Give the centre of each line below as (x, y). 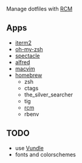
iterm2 (23, 43)
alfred (22, 62)
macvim (25, 68)
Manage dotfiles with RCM (39, 9)
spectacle (27, 56)
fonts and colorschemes (45, 154)
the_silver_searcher (48, 95)
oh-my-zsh (29, 49)
